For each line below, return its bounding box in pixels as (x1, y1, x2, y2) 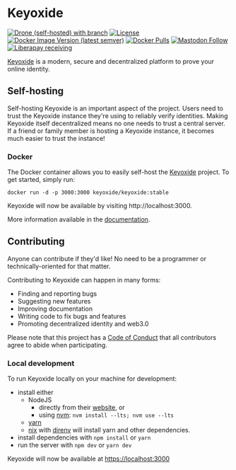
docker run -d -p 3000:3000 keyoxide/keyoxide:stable (7, 189, 170, 196)
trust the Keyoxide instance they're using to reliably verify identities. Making (7, 111, 228, 120)
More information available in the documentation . (7, 215, 151, 224)
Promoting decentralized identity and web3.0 (17, 319, 149, 328)
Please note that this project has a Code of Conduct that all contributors (7, 333, 217, 341)
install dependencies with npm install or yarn (17, 433, 151, 442)
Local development (7, 358, 75, 368)
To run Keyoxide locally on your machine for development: (7, 374, 177, 383)
